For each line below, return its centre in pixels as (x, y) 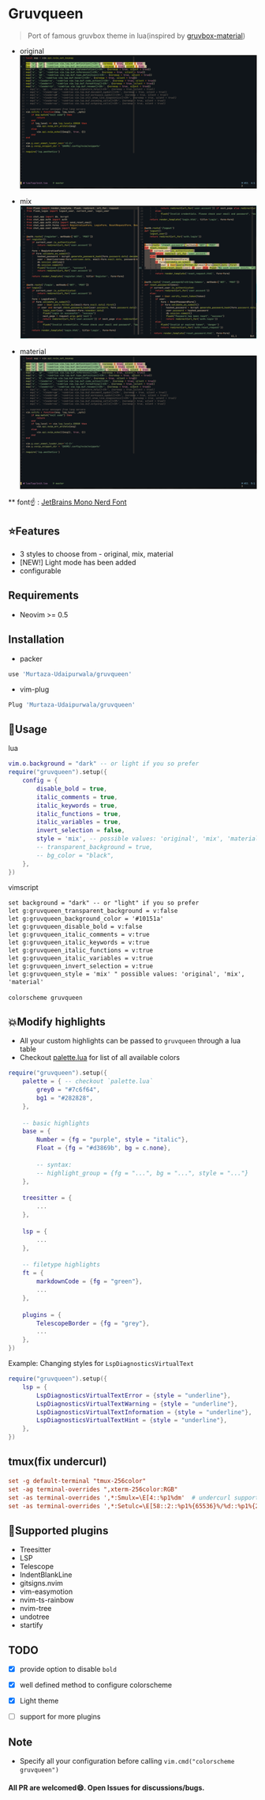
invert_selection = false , (81, 831)
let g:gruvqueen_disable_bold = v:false (76, 926)
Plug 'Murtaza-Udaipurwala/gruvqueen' (72, 704)
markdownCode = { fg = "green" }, (90, 1281)
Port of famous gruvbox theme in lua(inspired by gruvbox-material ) (136, 36)
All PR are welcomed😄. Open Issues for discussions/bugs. (106, 1787)
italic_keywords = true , (77, 806)
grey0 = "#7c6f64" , (69, 1090)
